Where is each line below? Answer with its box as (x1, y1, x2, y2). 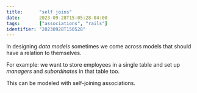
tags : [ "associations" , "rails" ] (6, 20, 108, 26)
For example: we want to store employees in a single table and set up (6, 61, 180, 69)
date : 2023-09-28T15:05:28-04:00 (6, 15, 108, 21)
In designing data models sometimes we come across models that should (6, 43, 192, 50)
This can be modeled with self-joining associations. (6, 80, 136, 87)
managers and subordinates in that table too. (6, 68, 120, 75)
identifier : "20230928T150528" (6, 26, 86, 32)
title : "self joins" (6, 9, 72, 15)
